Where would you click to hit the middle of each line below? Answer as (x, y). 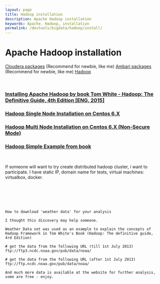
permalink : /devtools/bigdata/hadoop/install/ (54, 28)
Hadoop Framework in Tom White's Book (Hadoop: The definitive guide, (79, 233)
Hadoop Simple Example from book (48, 146)
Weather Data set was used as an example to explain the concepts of (78, 229)
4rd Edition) (19, 238)
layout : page (19, 10)
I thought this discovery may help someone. (52, 221)
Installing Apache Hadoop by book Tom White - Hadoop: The (80, 94)
